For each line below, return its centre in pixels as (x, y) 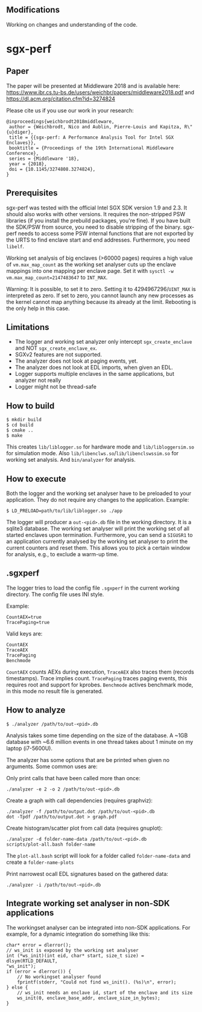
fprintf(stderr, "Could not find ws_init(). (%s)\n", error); (97, 982)
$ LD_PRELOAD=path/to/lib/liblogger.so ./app (64, 511)
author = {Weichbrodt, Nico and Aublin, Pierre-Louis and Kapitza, (95, 126)
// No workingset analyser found (59, 977)
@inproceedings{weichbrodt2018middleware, (60, 121)
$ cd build (20, 425)
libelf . (15, 246)
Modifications (33, 10)
